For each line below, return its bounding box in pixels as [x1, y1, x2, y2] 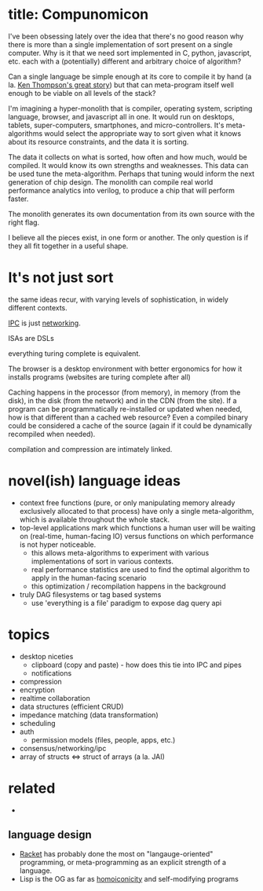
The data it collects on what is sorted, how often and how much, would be [8, 152, 247, 162]
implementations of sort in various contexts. [31, 556, 174, 566]
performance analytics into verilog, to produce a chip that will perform [8, 185, 236, 195]
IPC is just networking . [8, 318, 81, 328]
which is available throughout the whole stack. [19, 515, 170, 524]
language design [8, 828, 92, 841]
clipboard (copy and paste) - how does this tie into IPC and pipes [31, 660, 242, 669]
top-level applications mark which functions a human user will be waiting [19, 522, 256, 532]
